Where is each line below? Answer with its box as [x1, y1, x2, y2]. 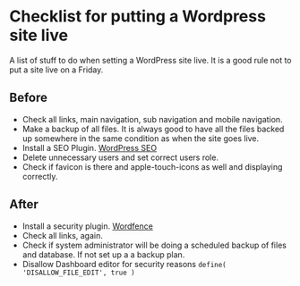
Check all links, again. [21, 230, 103, 240]
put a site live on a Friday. [9, 64, 104, 75]
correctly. [21, 171, 58, 181]
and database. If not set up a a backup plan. [21, 248, 185, 260]
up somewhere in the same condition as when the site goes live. [21, 132, 260, 144]
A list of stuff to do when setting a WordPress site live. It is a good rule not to [9, 55, 293, 65]
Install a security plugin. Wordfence [21, 221, 154, 231]
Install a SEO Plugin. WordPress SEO [21, 142, 158, 153]
